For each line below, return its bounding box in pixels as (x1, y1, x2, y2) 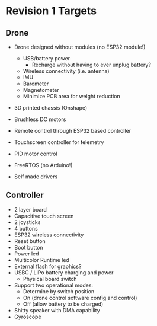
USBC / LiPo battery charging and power (14, 269, 114, 276)
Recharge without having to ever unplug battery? (31, 61, 152, 68)
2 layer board (14, 206, 47, 213)
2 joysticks (14, 218, 41, 226)
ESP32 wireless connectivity (14, 231, 84, 238)
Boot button (14, 244, 43, 251)
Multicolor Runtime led (14, 256, 69, 263)
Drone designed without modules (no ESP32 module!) (14, 43, 146, 50)
